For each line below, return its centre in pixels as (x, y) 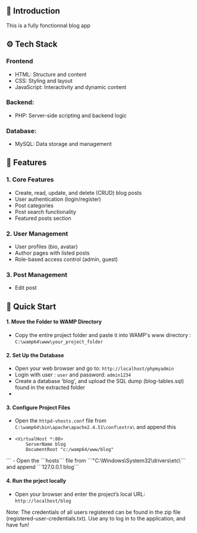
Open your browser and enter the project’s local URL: (80, 494)
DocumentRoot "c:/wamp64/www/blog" (70, 450)
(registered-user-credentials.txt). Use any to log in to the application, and (96, 518)
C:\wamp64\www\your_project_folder (59, 342)
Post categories (34, 205)
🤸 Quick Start (31, 306)
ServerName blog (46, 445)
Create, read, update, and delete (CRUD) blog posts (78, 192)
